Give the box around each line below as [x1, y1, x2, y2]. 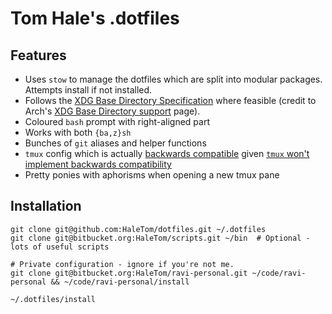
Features [10, 47, 67, 64]
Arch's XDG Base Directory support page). [24, 105, 201, 117]
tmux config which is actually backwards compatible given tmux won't [24, 148, 310, 159]
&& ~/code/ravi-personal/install [50, 277, 190, 287]
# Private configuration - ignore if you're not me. [10, 259, 235, 269]
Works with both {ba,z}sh [24, 127, 132, 138]
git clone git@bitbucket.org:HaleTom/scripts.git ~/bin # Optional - [10, 233, 311, 243]
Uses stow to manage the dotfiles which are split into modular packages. [24, 73, 323, 85]
